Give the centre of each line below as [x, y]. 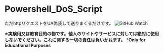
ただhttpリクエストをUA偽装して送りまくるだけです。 [59, 23]
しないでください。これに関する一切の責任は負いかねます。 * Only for [75, 40]
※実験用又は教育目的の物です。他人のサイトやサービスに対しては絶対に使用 [82, 33]
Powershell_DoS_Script [54, 9]
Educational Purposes [28, 45]
